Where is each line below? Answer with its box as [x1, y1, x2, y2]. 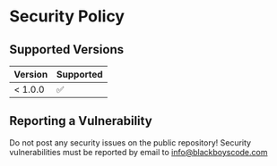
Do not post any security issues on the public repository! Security [9, 137, 252, 148]
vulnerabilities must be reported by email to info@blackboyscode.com [9, 146, 268, 157]
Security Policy [9, 6, 126, 27]
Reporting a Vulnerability [9, 113, 152, 129]
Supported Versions [9, 42, 124, 57]
